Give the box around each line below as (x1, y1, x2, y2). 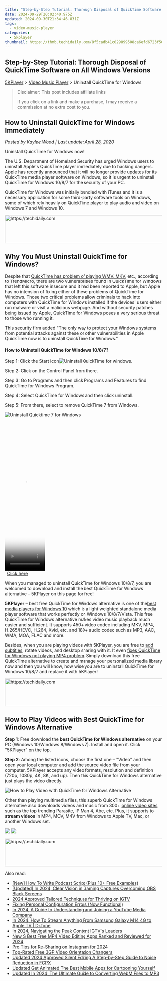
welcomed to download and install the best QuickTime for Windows (5, 586, 143, 592)
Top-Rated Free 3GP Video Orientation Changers (12, 949, 113, 955)
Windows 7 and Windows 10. (5, 205, 64, 211)
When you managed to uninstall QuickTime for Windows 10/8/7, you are (5, 580, 152, 586)
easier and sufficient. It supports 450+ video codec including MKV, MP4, (5, 622, 154, 628)
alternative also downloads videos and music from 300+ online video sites (5, 803, 158, 809)
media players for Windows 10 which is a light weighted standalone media (5, 606, 157, 612)
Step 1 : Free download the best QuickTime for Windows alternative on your (5, 736, 162, 742)
